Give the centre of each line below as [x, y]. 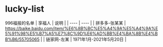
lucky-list [25, 9]
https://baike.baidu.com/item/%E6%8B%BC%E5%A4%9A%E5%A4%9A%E [81, 28]
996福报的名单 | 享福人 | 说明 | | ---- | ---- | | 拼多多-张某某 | [65, 23]
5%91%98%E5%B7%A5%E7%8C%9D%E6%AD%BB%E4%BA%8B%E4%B [81, 33]
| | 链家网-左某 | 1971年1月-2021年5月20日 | [83, 39]
